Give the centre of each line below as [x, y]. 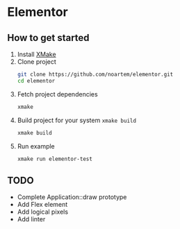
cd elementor [36, 80]
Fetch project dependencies [58, 94]
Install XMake [37, 54]
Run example [36, 146]
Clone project [37, 62]
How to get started [48, 38]
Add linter [31, 219]
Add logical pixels [42, 212]
